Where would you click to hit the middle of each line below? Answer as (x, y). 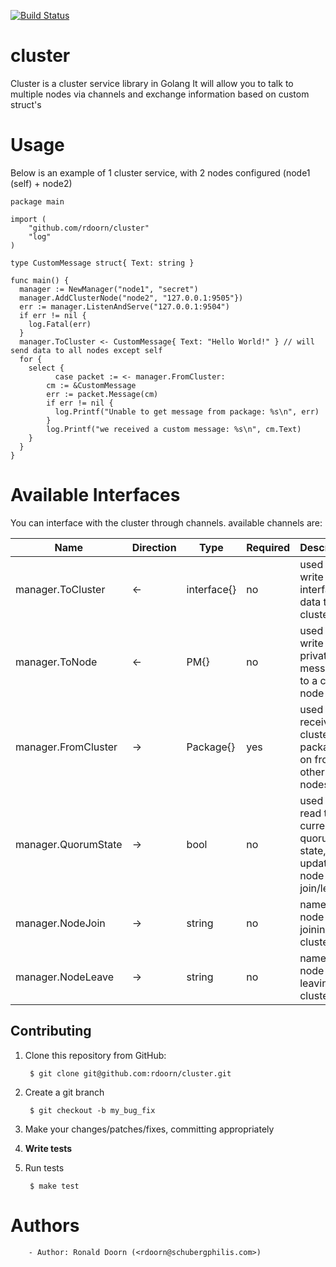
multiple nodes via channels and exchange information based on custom (160, 94)
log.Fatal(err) (60, 324)
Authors (45, 1225)
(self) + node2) (41, 183)
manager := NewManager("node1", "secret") (109, 289)
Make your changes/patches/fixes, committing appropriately (149, 1129)
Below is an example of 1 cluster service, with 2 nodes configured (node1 (160, 172)
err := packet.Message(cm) (102, 394)
